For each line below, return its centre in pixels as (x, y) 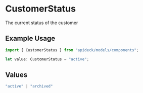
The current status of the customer (42, 23)
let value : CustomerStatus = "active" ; (47, 59)
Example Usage (30, 38)
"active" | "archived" (29, 86)
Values (16, 75)
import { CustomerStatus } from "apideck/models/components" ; (72, 50)
